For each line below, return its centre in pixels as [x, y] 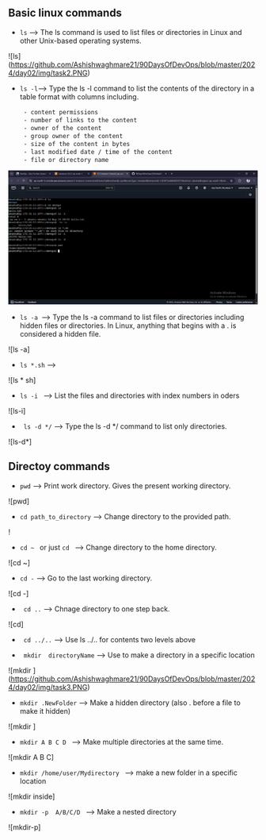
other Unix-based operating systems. [80, 40]
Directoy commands [59, 466]
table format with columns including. [79, 96]
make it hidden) [45, 711]
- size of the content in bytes [77, 144]
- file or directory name [66, 160]
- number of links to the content [80, 120]
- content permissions [61, 112]
